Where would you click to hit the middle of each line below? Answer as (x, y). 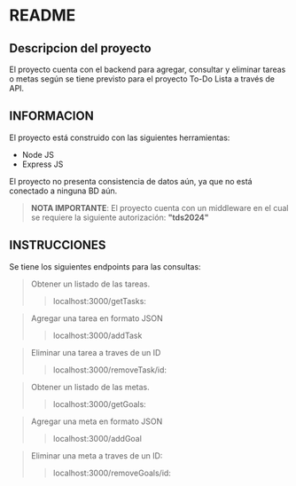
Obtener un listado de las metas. (90, 387)
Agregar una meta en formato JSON (97, 421)
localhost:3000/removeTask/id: (109, 370)
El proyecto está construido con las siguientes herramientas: (120, 137)
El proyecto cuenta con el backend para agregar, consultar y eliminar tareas (148, 69)
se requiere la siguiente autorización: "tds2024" (120, 217)
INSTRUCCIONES (58, 245)
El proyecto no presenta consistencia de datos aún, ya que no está (131, 181)
